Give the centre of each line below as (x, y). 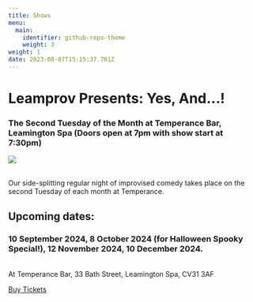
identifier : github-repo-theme (74, 37)
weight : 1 (25, 52)
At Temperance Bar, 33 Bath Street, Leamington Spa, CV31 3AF (111, 274)
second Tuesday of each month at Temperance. (86, 192)
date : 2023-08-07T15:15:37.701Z (61, 60)
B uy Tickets (28, 289)
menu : (17, 23)
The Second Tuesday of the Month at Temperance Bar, (115, 123)
